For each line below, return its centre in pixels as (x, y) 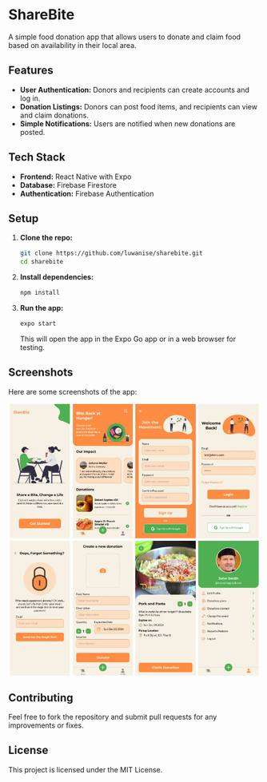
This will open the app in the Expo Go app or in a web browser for (128, 339)
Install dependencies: (57, 277)
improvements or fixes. (46, 725)
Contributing (41, 698)
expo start (38, 324)
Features (31, 71)
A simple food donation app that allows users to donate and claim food (125, 37)
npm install (40, 293)
